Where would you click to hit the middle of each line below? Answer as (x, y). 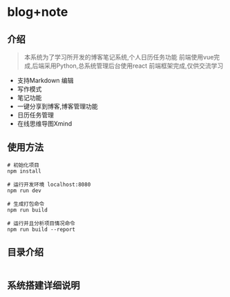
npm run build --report (41, 229)
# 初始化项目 (23, 165)
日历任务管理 (35, 115)
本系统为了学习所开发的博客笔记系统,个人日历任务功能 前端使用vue (119, 57)
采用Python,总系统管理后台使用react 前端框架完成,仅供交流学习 (134, 66)
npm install (24, 171)
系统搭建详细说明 (44, 286)
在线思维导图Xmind (45, 124)
